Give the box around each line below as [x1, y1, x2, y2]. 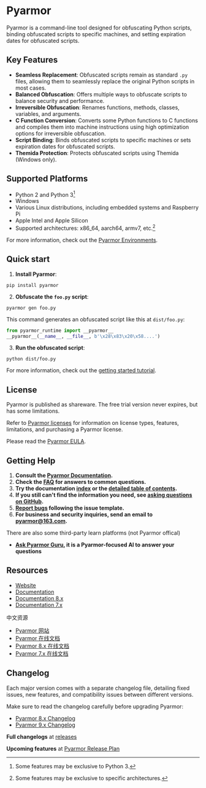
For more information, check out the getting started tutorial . [6, 367, 156, 374]
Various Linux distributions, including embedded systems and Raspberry [15, 204, 199, 212]
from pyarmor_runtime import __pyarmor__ [6, 327, 114, 334]
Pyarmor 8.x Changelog [15, 714, 75, 722]
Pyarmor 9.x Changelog [15, 721, 75, 729]
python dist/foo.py [6, 356, 56, 362]
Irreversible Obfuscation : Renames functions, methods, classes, [15, 104, 180, 111]
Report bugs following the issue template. [15, 504, 124, 512]
